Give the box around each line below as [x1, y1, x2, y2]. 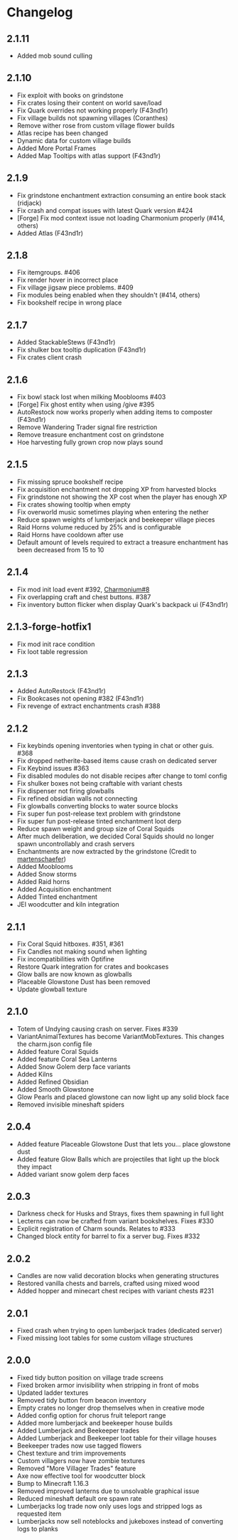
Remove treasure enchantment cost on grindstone [16, 431, 164, 439]
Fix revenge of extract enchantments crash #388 [16, 702, 161, 710]
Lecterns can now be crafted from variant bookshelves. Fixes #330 [16, 1217, 215, 1225]
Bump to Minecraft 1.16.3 [16, 1479, 90, 1487]
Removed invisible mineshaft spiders [16, 1100, 125, 1109]
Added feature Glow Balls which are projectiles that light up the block [16, 1154, 220, 1164]
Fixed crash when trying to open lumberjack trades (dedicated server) [16, 1327, 223, 1334]
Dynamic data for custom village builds [16, 136, 131, 144]
